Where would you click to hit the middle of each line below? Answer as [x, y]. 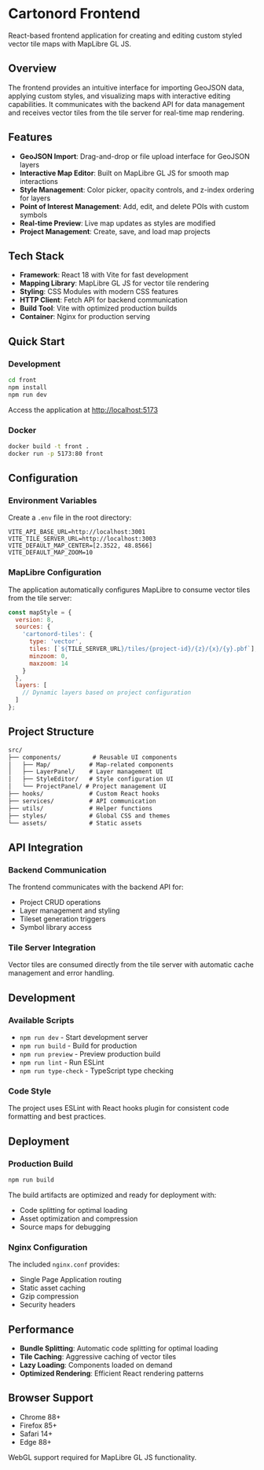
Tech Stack [36, 256]
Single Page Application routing [70, 1280]
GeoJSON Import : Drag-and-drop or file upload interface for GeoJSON [134, 156]
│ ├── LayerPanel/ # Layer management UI [86, 772]
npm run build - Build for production [78, 1046]
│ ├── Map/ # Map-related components [91, 764]
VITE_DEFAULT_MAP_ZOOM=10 [50, 553]
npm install [27, 387]
